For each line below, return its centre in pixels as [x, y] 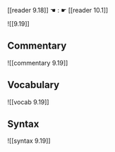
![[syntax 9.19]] [29, 141]
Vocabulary [34, 85]
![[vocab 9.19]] [28, 102]
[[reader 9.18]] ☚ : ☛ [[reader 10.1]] [58, 10]
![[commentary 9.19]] [38, 63]
